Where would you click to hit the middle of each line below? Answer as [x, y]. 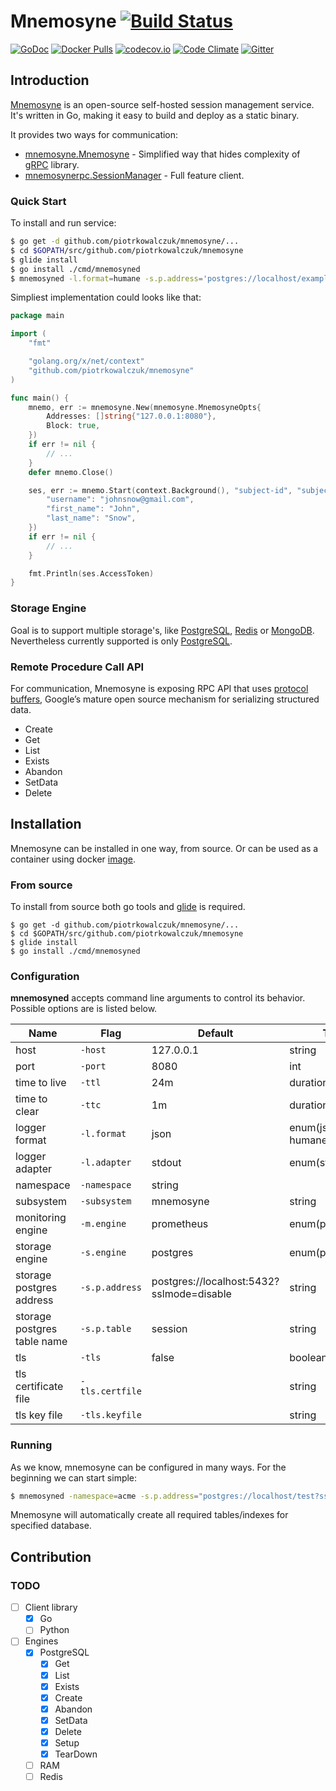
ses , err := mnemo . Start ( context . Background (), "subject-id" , [160, 490]
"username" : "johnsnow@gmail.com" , [120, 500]
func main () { [40, 398]
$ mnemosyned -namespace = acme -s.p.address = [104, 1496]
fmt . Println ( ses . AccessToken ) [91, 573]
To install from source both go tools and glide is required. [128, 906]
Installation [46, 824]
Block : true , [73, 426]
